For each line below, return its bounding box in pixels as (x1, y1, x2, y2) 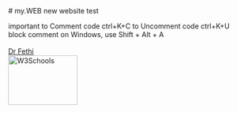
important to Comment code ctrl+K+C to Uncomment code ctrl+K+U (8, 21, 231, 31)
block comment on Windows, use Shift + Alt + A (8, 30, 164, 39)
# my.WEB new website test (8, 6, 99, 15)
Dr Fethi (8, 47, 34, 56)
